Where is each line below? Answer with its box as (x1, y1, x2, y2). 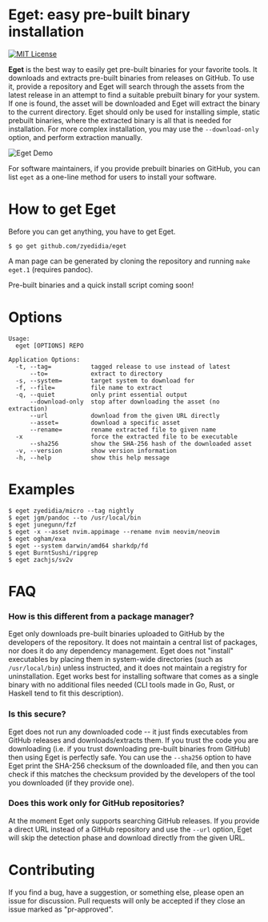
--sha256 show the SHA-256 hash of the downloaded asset (29, 439, 252, 447)
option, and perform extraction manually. (8, 132, 143, 142)
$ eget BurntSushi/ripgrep (8, 548, 98, 557)
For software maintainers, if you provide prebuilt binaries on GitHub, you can (8, 163, 261, 173)
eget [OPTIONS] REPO (15, 342, 84, 350)
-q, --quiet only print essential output (15, 391, 188, 399)
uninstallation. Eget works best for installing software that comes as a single (8, 671, 258, 681)
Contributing (8, 861, 95, 880)
